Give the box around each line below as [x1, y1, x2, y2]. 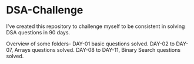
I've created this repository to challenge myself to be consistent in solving [6, 23, 185, 30]
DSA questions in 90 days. [6, 29, 71, 35]
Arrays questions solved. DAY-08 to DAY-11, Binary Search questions [14, 46, 181, 53]
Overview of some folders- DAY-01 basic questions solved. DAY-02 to [6, 40, 175, 47]
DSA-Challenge [6, 3, 83, 17]
